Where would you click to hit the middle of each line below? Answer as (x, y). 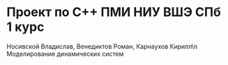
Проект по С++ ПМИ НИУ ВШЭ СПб (114, 12)
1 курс (25, 27)
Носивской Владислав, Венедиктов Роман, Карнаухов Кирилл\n (102, 46)
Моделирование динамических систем (65, 54)
